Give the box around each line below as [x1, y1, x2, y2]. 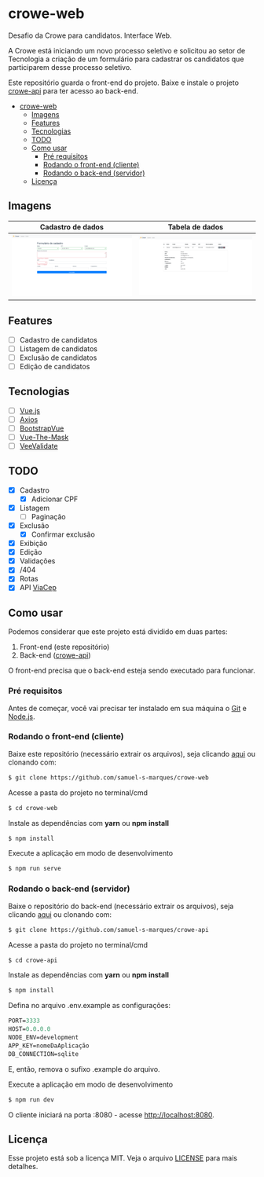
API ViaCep [19, 583, 57, 592]
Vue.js [19, 405, 41, 415]
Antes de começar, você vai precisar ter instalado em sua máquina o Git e [8, 703, 247, 713]
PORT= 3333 [8, 1017, 41, 1025]
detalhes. [8, 1162, 38, 1171]
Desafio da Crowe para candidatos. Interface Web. [8, 31, 172, 40]
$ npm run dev [8, 1095, 55, 1104]
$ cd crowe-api [8, 956, 58, 964]
